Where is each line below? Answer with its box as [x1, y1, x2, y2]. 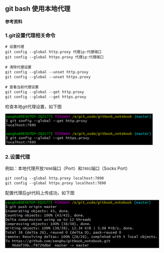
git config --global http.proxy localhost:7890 [5, 176, 104, 181]
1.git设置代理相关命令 [5, 32, 56, 39]
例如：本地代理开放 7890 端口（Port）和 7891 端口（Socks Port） [5, 165, 131, 171]
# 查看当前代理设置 [5, 85, 39, 90]
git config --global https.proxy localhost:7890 [5, 181, 106, 186]
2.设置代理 [5, 154, 30, 161]
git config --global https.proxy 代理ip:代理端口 [5, 55, 104, 60]
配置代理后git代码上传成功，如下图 [5, 190, 75, 196]
